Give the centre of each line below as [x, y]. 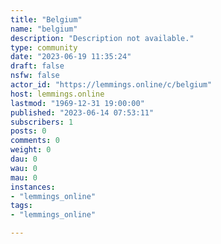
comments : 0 [35, 141]
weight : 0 [31, 150]
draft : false [37, 66]
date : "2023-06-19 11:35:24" [71, 57]
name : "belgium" [44, 29]
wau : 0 [24, 168]
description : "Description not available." [102, 38]
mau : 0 [24, 177]
